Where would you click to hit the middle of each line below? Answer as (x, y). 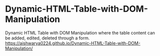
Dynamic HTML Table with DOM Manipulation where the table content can (80, 33)
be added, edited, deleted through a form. (47, 38)
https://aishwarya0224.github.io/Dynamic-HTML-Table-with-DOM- (73, 43)
